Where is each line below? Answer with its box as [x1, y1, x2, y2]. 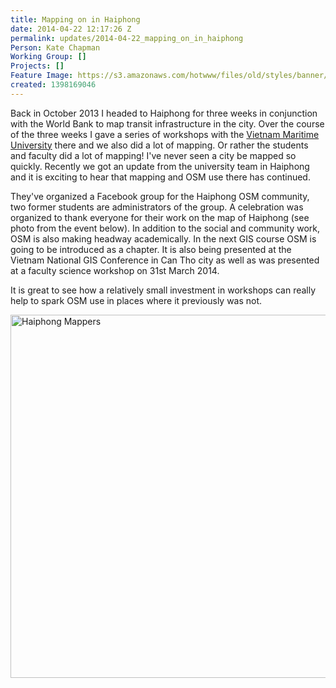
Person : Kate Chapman [10, 42, 101, 53]
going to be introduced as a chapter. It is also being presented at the [10, 243, 292, 255]
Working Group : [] [10, 52, 87, 62]
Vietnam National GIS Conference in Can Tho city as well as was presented [10, 254, 320, 266]
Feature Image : [10, 71, 74, 81]
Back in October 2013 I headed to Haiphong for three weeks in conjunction [10, 107, 318, 119]
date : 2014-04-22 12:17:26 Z [10, 24, 132, 34]
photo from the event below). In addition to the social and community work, [10, 222, 321, 234]
